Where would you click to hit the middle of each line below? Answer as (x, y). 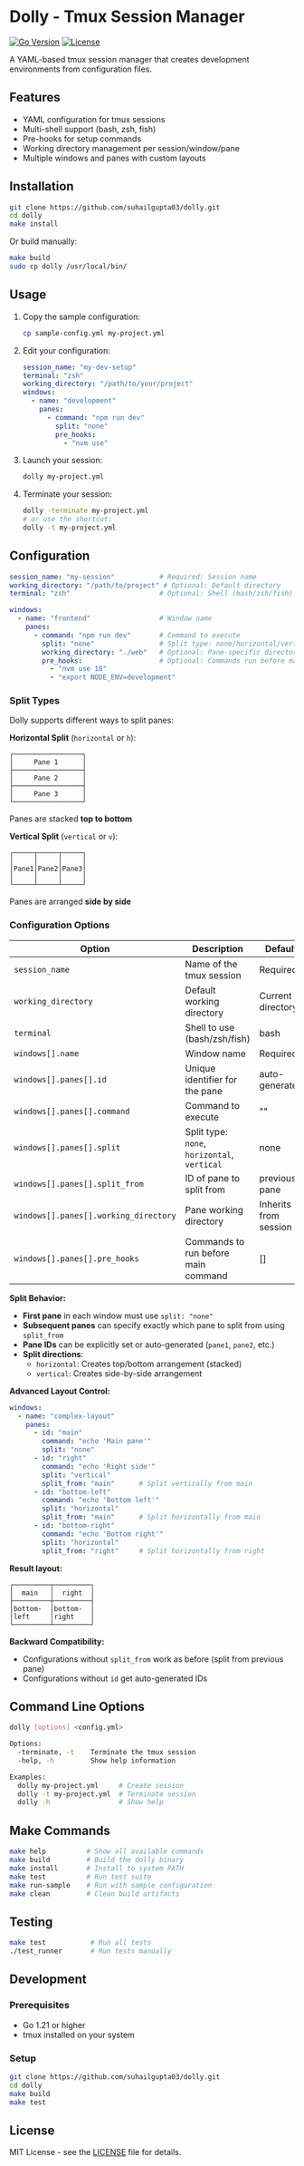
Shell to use (210, 1027)
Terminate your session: (67, 494)
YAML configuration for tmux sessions (94, 119)
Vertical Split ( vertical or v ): (64, 837)
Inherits (275, 1204)
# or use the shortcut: (67, 520)
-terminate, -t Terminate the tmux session (107, 1753)
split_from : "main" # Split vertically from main (147, 1483)
